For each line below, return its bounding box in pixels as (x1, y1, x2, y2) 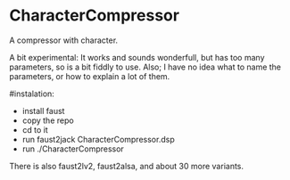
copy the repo (21, 115, 74, 126)
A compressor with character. (9, 35, 119, 45)
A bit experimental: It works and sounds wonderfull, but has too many (9, 52, 265, 62)
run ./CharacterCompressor (21, 143, 125, 154)
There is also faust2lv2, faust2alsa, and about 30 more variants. (9, 160, 244, 171)
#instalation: (9, 88, 55, 99)
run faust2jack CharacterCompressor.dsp (21, 134, 176, 144)
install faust (21, 105, 65, 116)
